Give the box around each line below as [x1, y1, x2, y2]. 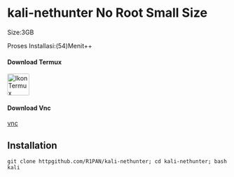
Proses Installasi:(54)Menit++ [7, 41, 92, 50]
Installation [7, 139, 57, 151]
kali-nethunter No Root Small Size [7, 5, 208, 21]
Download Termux [7, 57, 62, 66]
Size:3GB [7, 28, 34, 36]
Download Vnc [7, 104, 51, 112]
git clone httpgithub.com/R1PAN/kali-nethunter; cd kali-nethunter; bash [7, 158, 228, 165]
